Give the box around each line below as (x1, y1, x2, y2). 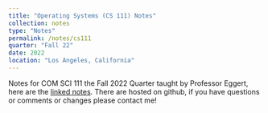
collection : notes (8, 19, 70, 27)
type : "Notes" (8, 26, 56, 34)
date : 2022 (8, 49, 45, 57)
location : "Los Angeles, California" (8, 57, 135, 65)
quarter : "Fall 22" (8, 42, 74, 50)
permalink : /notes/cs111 (8, 34, 92, 42)
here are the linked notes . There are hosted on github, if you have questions (8, 87, 260, 96)
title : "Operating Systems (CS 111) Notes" (8, 11, 157, 20)
